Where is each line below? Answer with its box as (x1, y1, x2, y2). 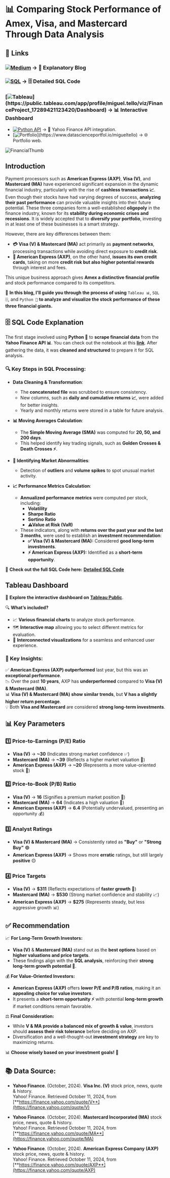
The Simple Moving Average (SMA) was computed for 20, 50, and (20, 429, 161, 435)
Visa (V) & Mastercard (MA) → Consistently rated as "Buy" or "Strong (12, 839, 161, 845)
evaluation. (12, 631, 36, 638)
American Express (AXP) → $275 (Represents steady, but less (12, 899, 145, 905)
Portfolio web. (12, 137, 42, 143)
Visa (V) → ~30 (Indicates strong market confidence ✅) (12, 751, 130, 757)
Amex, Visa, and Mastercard (5, 18, 128, 29)
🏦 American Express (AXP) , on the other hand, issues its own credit (12, 253, 157, 260)
